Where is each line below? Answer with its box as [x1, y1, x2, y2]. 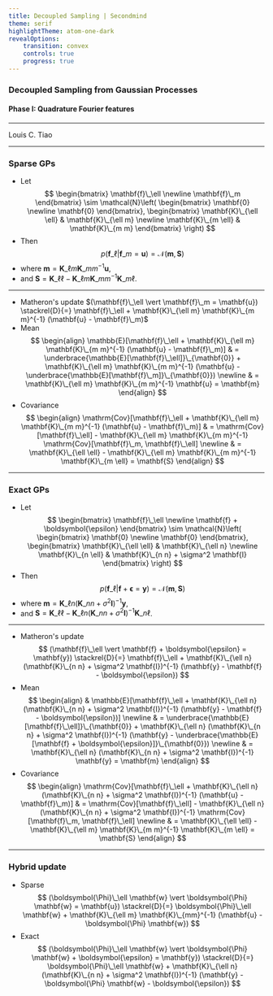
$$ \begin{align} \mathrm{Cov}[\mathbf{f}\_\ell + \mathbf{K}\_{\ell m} [25, 412, 260, 423]
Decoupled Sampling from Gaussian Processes [8, 84, 198, 95]
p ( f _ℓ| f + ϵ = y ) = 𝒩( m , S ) [99, 583, 185, 594]
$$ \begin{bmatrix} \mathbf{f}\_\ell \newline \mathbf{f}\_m [44, 189, 241, 199]
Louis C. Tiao [8, 130, 53, 139]
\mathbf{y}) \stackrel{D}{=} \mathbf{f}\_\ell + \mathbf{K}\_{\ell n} [32, 653, 252, 663]
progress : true [23, 58, 75, 66]
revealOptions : [8, 34, 60, 43]
